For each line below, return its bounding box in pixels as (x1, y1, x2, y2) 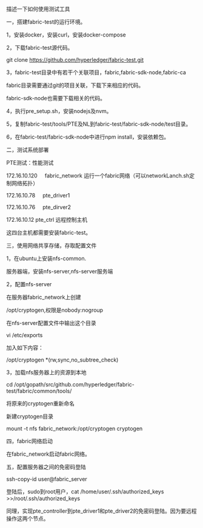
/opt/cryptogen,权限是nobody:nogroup (6, 306, 104, 314)
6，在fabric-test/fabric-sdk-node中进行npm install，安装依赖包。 (6, 133, 170, 140)
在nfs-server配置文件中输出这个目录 (6, 320, 97, 326)
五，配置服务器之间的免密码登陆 (6, 464, 86, 470)
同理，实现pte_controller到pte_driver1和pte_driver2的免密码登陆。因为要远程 (6, 507, 197, 515)
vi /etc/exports (6, 332, 43, 338)
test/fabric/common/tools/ (6, 388, 72, 394)
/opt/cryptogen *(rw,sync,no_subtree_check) (6, 356, 119, 363)
